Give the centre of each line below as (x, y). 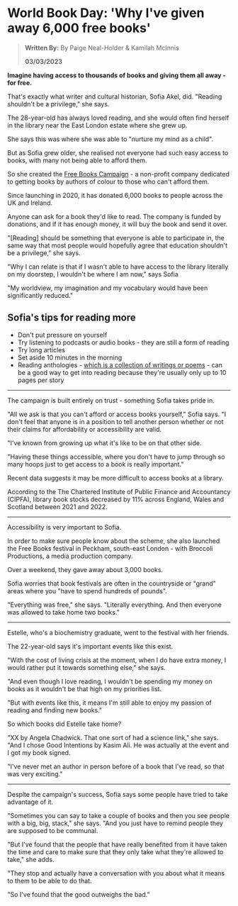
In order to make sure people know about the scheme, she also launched (114, 541)
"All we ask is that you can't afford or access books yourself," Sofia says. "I (117, 414)
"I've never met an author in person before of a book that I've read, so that (116, 766)
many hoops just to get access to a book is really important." (96, 464)
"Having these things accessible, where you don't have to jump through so (116, 457)
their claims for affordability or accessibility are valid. (85, 429)
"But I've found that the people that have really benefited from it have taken (117, 844)
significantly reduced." (40, 295)
